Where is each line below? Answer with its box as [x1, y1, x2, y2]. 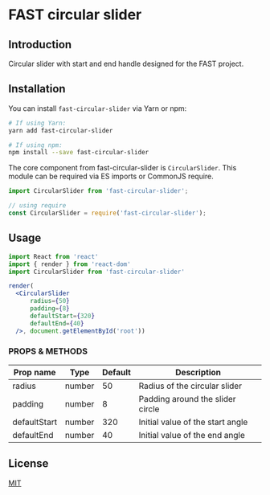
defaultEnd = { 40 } [29, 319, 84, 327]
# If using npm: [8, 141, 63, 149]
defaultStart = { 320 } [29, 312, 95, 320]
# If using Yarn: [8, 119, 67, 127]
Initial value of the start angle [138, 416, 248, 427]
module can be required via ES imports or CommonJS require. [8, 171, 215, 182]
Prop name [13, 366, 56, 378]
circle [138, 403, 160, 415]
